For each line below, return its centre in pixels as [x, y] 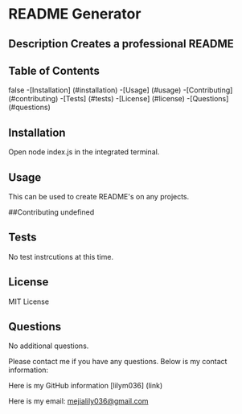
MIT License [29, 301]
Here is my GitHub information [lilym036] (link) [86, 386]
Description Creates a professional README [121, 44]
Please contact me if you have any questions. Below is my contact [118, 362]
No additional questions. [49, 346]
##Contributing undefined [51, 212]
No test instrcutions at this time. [61, 256]
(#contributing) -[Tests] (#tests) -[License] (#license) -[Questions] [119, 99]
